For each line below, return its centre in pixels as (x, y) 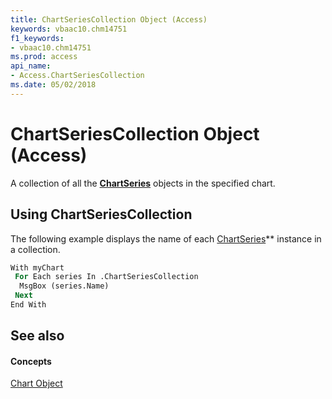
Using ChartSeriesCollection (101, 214)
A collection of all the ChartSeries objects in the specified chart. (143, 183)
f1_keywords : (37, 38)
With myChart (37, 267)
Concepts (31, 361)
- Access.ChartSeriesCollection (77, 76)
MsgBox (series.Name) (64, 286)
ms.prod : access (44, 57)
